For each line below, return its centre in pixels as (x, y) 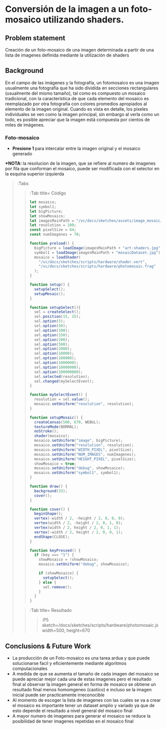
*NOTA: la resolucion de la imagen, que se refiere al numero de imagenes (80, 163)
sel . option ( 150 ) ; (52, 335)
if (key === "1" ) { (54, 555)
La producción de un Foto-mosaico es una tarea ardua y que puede (81, 658)
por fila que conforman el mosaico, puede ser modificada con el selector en (82, 169)
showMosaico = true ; (55, 464)
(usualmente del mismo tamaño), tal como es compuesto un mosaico (75, 93)
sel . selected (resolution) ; (62, 376)
